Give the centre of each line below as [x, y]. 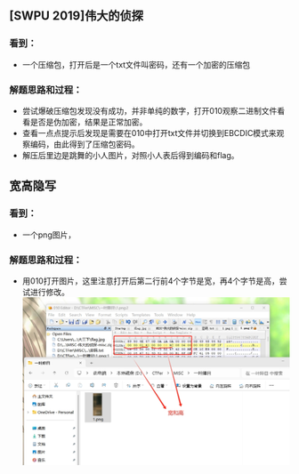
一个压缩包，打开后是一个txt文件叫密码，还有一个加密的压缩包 [136, 64]
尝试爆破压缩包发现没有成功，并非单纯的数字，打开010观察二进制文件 [149, 110]
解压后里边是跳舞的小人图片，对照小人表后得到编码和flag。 [130, 155]
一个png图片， [49, 235]
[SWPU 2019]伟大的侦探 [77, 16]
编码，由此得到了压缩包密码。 [85, 144]
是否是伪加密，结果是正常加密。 [89, 122]
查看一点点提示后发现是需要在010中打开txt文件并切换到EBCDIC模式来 [149, 133]
